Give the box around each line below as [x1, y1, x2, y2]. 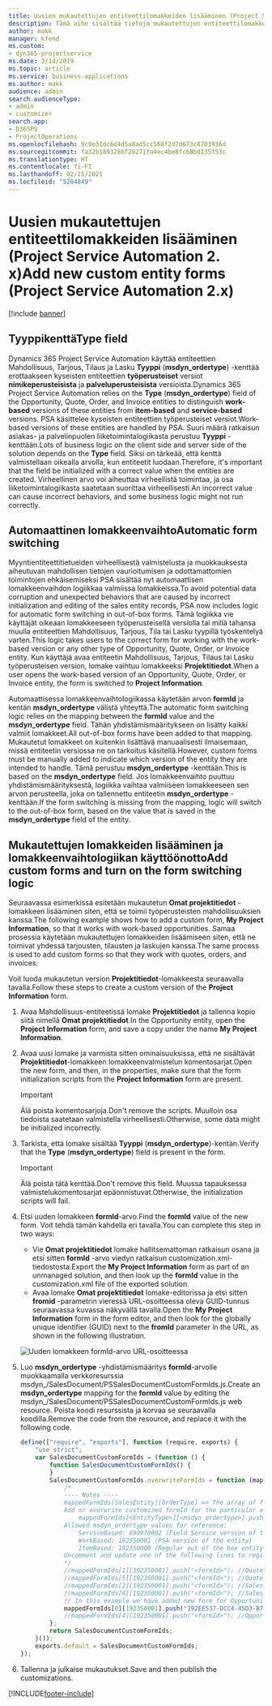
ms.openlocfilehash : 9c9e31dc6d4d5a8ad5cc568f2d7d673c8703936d [8, 140, 227, 148]
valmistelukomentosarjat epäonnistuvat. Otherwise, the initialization [19, 1188, 244, 1197]
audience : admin [8, 87, 63, 96]
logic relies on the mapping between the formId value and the [8, 711, 215, 721]
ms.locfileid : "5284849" [8, 178, 92, 187]
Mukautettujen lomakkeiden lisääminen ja [8, 838, 224, 852]
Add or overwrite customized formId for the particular [63, 1506, 257, 1515]
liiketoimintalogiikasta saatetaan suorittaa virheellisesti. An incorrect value [8, 483, 253, 492]
